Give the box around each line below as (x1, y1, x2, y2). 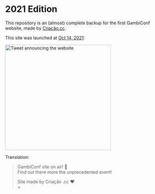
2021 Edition (5, 3, 58, 15)
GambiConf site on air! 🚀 (17, 164, 68, 170)
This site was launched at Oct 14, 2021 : (5, 35, 85, 41)
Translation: (5, 154, 29, 160)
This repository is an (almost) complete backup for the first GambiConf (5, 20, 150, 26)
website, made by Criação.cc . (5, 25, 66, 31)
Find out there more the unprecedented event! (17, 169, 112, 175)
